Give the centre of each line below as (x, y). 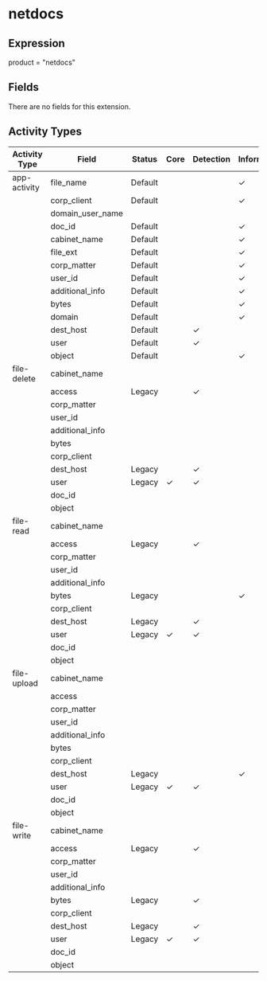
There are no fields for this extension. (70, 106)
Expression (37, 43)
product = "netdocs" (42, 62)
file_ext (64, 252)
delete (24, 378)
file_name (69, 182)
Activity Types (45, 132)
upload (25, 683)
